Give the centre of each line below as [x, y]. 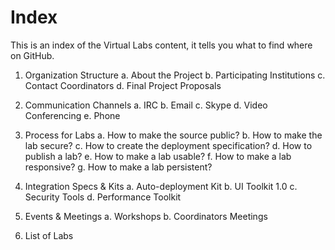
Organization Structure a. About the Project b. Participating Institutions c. [175, 75]
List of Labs [49, 235]
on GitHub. [32, 55]
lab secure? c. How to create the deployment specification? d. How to [168, 145]
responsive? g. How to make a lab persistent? [118, 167]
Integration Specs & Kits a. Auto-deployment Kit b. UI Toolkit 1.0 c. [161, 186]
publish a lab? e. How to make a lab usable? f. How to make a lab [158, 156]
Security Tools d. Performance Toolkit [103, 197]
